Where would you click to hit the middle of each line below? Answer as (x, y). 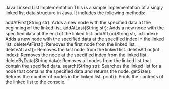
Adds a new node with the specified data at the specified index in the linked (85, 39)
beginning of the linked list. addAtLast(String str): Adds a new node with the (85, 28)
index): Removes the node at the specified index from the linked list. (76, 55)
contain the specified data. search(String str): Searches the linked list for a (83, 66)
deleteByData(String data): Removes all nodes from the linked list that (78, 60)
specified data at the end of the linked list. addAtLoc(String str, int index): (82, 33)
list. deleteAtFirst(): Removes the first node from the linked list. (71, 44)
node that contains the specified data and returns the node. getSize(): (78, 71)
